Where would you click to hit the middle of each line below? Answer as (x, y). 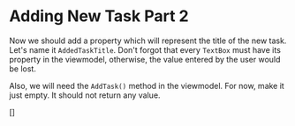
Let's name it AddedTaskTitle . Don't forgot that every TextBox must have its (145, 49)
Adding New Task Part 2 (99, 16)
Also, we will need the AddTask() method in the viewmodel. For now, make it (147, 85)
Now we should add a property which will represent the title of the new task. (148, 41)
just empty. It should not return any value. (85, 95)
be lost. (23, 69)
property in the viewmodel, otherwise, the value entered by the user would (145, 59)
